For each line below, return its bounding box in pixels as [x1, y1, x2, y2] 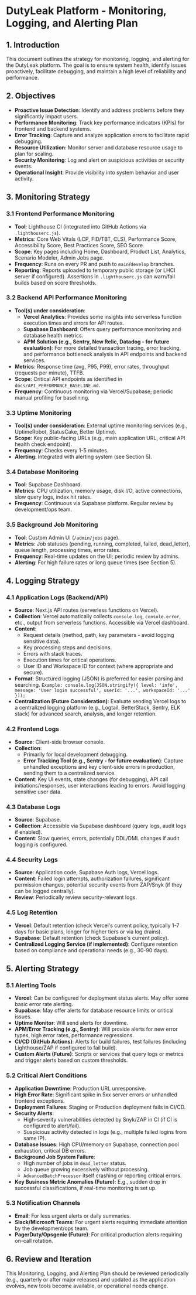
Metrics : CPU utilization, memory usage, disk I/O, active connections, [14, 488, 183, 495]
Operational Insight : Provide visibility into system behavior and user [14, 169, 180, 176]
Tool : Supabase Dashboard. [14, 481, 82, 488]
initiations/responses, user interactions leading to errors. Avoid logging [14, 782, 185, 789]
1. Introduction [6, 40, 60, 50]
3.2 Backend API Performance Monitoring [6, 294, 127, 302]
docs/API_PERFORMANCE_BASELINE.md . [14, 381, 101, 388]
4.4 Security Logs [6, 856, 59, 864]
